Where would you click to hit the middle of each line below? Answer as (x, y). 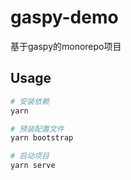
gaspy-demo (64, 17)
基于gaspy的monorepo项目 (66, 46)
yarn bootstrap (42, 138)
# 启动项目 (30, 156)
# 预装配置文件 (37, 129)
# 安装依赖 (30, 101)
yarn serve (33, 166)
